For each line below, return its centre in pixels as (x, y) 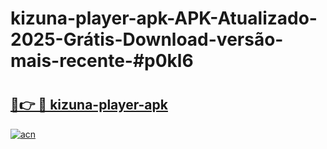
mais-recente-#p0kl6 (102, 61)
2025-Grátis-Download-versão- (147, 39)
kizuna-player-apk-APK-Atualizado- (164, 18)
